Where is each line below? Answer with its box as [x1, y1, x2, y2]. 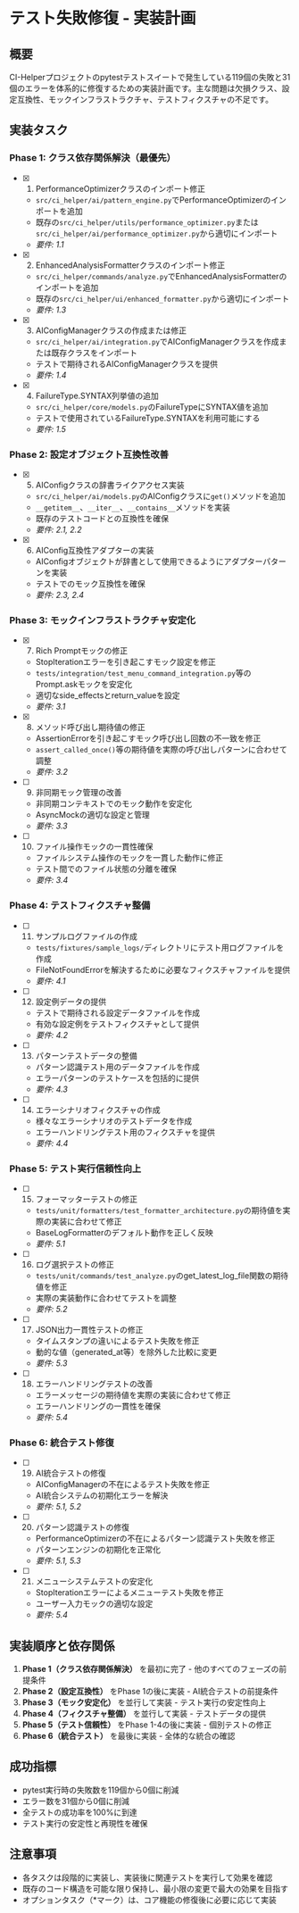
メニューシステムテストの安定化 [35, 1576, 154, 1587]
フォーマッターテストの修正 [35, 1194, 138, 1204]
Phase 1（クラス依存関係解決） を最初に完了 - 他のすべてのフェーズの [21, 1663, 279, 1674]
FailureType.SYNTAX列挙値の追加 [35, 390, 159, 401]
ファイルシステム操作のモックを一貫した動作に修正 [35, 853, 224, 863]
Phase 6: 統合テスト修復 [9, 1436, 114, 1449]
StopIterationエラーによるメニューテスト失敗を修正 [35, 1587, 224, 1598]
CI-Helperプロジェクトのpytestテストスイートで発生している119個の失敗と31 [9, 72, 291, 82]
